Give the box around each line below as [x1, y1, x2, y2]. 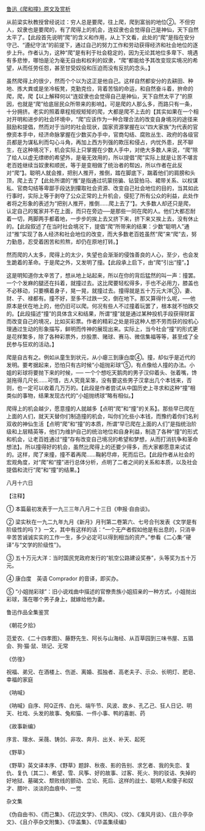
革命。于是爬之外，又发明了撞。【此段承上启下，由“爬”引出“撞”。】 [27, 259, 192, 266]
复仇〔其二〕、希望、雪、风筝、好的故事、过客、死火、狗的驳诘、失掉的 [16, 769, 196, 776]
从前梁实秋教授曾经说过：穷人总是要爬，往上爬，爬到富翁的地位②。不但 [6, 18, 190, 26]
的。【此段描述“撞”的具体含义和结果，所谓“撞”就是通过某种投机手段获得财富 [6, 310, 195, 317]
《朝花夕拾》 [6, 622, 38, 629]
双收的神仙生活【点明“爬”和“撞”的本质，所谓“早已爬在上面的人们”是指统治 [6, 420, 192, 427]
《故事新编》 [6, 723, 38, 730]
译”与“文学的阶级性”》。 [6, 541, 65, 548]
